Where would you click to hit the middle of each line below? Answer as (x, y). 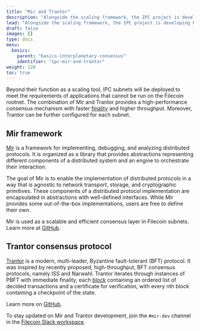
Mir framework (34, 134)
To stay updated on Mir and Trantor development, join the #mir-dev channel (99, 316)
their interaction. (26, 167)
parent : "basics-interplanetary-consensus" (72, 56)
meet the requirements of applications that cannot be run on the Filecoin (95, 96)
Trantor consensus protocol (59, 247)
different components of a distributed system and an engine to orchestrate (98, 161)
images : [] (20, 34)
